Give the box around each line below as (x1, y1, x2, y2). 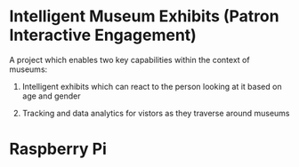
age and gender (21, 91, 82, 101)
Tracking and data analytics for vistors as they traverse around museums (21, 107, 290, 118)
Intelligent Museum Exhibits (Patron (9, 6, 279, 27)
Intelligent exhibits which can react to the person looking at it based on (21, 81, 282, 91)
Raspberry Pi (9, 139, 107, 159)
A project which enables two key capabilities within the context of (9, 54, 251, 65)
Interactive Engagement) (9, 25, 198, 45)
